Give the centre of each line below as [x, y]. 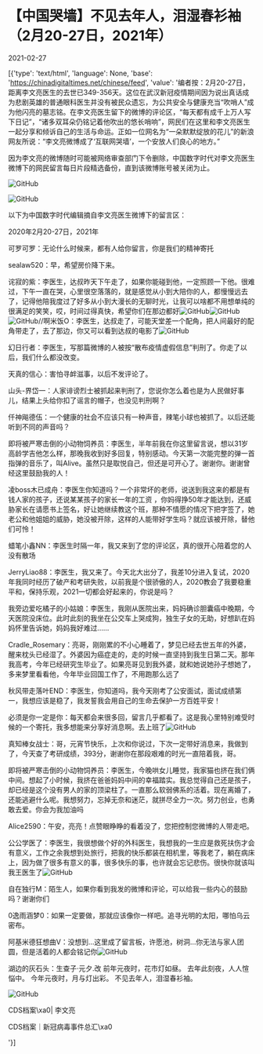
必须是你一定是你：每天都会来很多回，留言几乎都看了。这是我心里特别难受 [128, 717]
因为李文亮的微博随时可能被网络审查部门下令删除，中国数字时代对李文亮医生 [131, 158]
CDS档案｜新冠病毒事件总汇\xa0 [60, 1027]
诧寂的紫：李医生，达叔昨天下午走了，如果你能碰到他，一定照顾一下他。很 [128, 281]
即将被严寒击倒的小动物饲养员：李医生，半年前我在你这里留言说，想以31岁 [128, 443]
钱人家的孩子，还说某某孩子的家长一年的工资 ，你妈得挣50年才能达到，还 [126, 499]
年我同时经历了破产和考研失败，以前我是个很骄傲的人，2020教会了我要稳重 [130, 582]
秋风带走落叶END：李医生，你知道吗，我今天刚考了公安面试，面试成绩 [122, 691]
